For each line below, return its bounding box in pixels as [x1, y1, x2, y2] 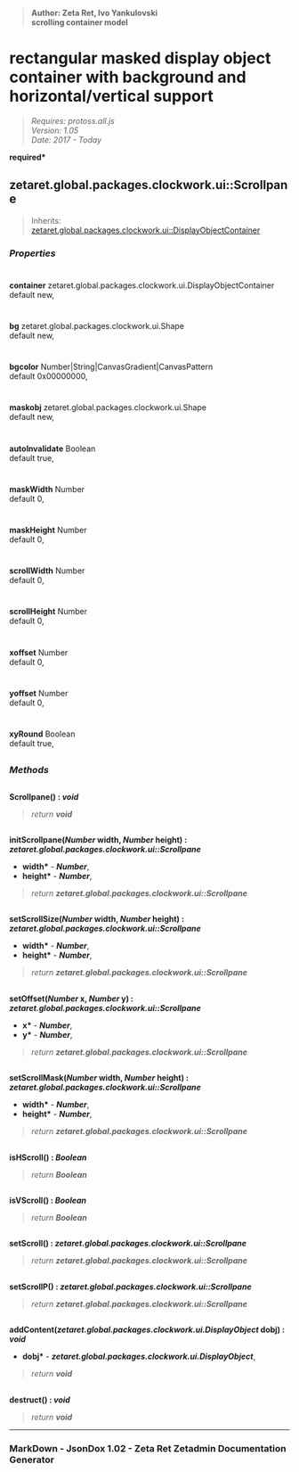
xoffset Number [9, 646, 69, 658]
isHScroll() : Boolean [9, 1152, 87, 1163]
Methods [9, 764, 49, 777]
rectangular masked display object [9, 48, 271, 69]
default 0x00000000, [9, 371, 88, 382]
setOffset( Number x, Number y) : [9, 993, 133, 1004]
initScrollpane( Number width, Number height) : [9, 835, 188, 845]
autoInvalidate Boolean [9, 443, 96, 454]
